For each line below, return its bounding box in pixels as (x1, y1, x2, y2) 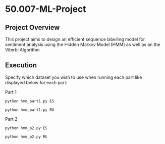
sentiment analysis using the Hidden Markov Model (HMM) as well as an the (5, 42, 161, 48)
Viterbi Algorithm (5, 47, 40, 52)
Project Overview (5, 23, 60, 32)
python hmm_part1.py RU (5, 107, 55, 112)
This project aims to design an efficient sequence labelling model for (5, 36, 145, 42)
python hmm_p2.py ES (5, 125, 48, 131)
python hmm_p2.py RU (5, 134, 48, 139)
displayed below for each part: (5, 79, 68, 85)
